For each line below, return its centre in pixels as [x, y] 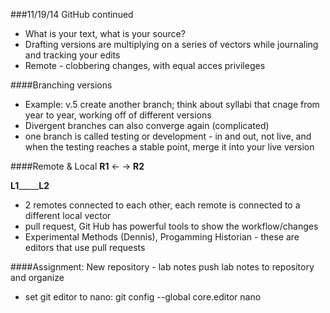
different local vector [68, 215]
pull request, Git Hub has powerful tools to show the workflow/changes [171, 226]
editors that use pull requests [85, 247]
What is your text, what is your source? [105, 33]
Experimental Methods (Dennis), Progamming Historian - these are [162, 237]
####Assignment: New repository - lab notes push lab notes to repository [162, 267]
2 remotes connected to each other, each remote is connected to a [162, 205]
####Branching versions [61, 85]
